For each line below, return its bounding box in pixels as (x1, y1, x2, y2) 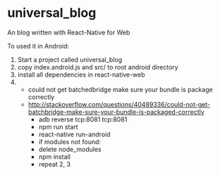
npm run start (38, 122, 79, 131)
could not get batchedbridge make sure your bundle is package (28, 85, 213, 93)
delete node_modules (38, 145, 102, 153)
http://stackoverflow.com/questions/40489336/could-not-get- (28, 100, 210, 108)
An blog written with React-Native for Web (7, 28, 130, 37)
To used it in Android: (7, 41, 70, 50)
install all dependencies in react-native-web (17, 70, 146, 79)
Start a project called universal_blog (17, 55, 123, 64)
